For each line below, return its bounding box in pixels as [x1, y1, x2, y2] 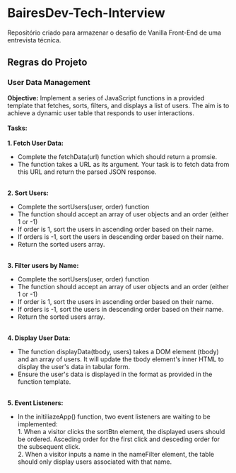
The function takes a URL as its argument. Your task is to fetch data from [17, 160, 230, 168]
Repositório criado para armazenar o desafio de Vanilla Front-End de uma [7, 28, 221, 37]
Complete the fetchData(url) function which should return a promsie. [17, 152, 218, 160]
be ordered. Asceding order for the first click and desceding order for [17, 435, 220, 443]
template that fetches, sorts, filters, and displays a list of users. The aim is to [7, 101, 230, 110]
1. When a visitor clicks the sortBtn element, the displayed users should [17, 427, 225, 436]
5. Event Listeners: [7, 398, 64, 407]
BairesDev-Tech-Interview [7, 5, 165, 21]
